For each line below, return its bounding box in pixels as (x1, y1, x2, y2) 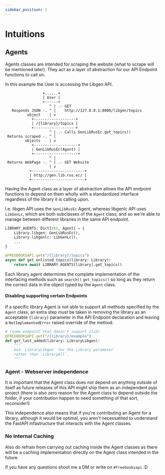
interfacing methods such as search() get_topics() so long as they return (5, 276, 155, 282)
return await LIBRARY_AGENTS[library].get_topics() (14, 262, 122, 267)
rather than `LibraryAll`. (14, 352, 69, 357)
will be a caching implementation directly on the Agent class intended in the (5, 449, 159, 455)
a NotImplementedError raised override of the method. (5, 319, 114, 326)
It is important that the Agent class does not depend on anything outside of (5, 379, 158, 385)
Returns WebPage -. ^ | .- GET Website (7, 160, 90, 165)
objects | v (25, 138, 56, 143)
